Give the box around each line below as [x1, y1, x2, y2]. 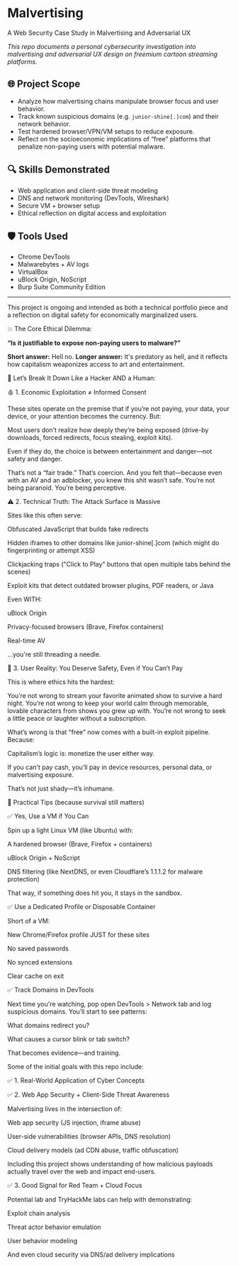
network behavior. [17, 119, 71, 128]
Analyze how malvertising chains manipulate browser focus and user [17, 97, 219, 105]
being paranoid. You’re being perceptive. [7, 483, 127, 492]
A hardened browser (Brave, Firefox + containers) [7, 840, 152, 849]
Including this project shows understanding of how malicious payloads [7, 1160, 213, 1169]
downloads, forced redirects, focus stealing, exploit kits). [7, 434, 174, 442]
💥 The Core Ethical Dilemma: [7, 325, 92, 333]
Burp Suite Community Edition [17, 283, 106, 291]
